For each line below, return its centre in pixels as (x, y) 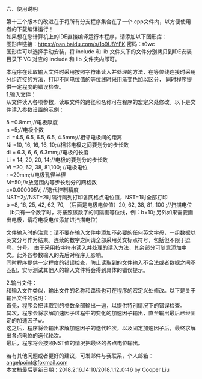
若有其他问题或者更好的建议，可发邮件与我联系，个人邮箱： (80, 356)
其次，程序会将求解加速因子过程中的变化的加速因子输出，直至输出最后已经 (98, 313)
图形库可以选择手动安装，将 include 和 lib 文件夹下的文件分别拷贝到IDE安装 (99, 52)
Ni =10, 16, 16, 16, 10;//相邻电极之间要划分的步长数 (68, 145)
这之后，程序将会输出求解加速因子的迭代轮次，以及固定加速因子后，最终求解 (101, 328)
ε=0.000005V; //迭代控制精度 (43, 190)
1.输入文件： (21, 94)
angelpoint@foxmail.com (37, 362)
